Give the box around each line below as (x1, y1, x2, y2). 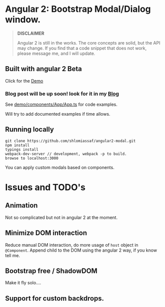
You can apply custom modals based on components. (5, 164, 115, 170)
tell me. (5, 252, 20, 258)
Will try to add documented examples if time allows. (5, 111, 111, 117)
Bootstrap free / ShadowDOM (5, 267, 98, 275)
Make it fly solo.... (5, 280, 41, 286)
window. (5, 14, 41, 25)
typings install (5, 147, 39, 152)
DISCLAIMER (17, 30, 44, 36)
